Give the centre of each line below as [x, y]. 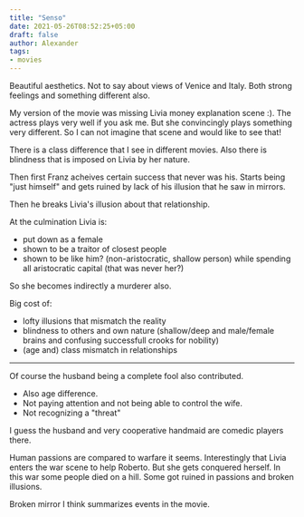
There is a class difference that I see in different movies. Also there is [138, 150]
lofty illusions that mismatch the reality [94, 321]
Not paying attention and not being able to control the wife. [132, 403]
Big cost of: [31, 303]
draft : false [34, 34]
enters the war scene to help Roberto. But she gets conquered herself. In [145, 467]
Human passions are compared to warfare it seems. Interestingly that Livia [148, 458]
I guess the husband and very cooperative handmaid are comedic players [147, 430]
